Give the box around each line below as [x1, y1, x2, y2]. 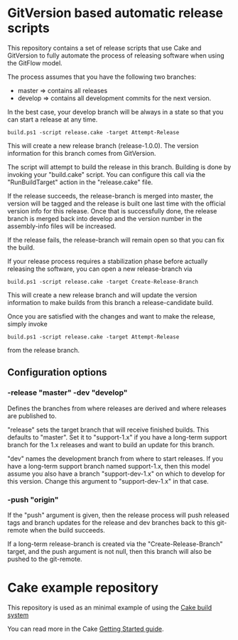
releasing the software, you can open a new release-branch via [7, 265, 193, 273]
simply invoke [7, 319, 48, 328]
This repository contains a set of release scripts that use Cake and [7, 43, 202, 52]
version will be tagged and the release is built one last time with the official [7, 199, 226, 208]
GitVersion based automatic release [7, 5, 224, 21]
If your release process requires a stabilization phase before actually [7, 257, 208, 265]
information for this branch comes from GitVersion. [7, 149, 156, 157]
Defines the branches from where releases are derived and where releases [7, 404, 227, 412]
